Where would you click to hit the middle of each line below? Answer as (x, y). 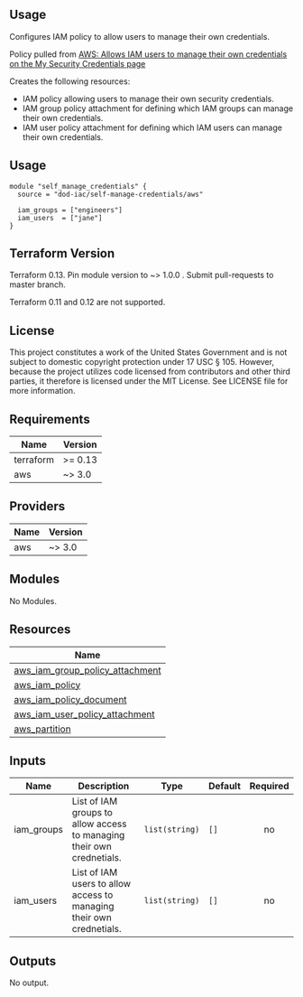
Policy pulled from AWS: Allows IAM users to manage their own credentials (148, 54)
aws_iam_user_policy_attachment (84, 714)
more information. (42, 391)
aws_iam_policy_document (71, 699)
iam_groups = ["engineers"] (70, 210)
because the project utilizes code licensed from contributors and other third (150, 372)
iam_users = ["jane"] (60, 218)
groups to (92, 813)
